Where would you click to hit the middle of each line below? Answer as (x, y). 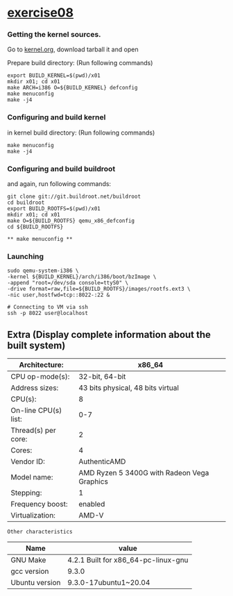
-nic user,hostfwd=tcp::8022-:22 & (59, 295)
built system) (36, 345)
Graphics (94, 482)
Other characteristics (40, 532)
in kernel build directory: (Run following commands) (81, 133)
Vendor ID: (28, 461)
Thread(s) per (34, 430)
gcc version (30, 572)
